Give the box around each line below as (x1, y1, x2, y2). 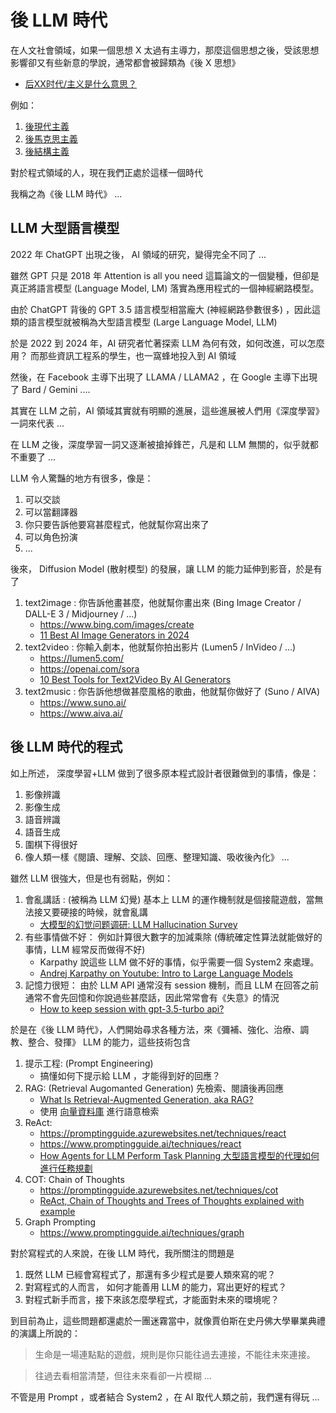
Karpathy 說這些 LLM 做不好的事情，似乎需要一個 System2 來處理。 (39, 956, 320, 968)
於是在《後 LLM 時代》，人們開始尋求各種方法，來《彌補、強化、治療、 (10, 1023, 301, 1035)
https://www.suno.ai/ (39, 696, 127, 708)
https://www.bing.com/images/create (39, 618, 195, 630)
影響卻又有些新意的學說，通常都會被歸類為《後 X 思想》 (10, 56, 241, 68)
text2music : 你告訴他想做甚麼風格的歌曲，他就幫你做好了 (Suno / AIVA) (24, 685, 321, 697)
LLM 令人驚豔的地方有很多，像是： (10, 472, 154, 484)
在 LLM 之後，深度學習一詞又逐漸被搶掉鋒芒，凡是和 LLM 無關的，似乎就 (10, 438, 310, 450)
